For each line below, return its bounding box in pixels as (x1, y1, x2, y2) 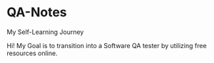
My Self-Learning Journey (6, 28, 84, 36)
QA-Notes (6, 4, 67, 21)
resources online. (6, 49, 58, 57)
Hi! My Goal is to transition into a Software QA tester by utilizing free (6, 41, 208, 50)
